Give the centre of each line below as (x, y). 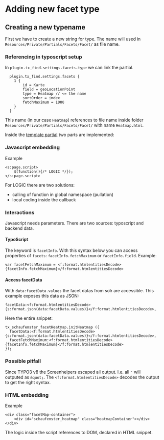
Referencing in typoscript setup (44, 56)
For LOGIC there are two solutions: (40, 185)
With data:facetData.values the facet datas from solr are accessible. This (80, 291)
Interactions (20, 212)
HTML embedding (27, 395)
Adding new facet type (52, 9)
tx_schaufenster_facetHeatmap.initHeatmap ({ (52, 328)
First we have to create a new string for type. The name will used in (73, 39)
